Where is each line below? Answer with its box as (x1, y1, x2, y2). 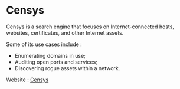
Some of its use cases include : (6, 41, 83, 48)
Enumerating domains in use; (14, 52, 86, 59)
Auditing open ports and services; (14, 58, 97, 65)
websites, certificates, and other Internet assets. (6, 29, 124, 36)
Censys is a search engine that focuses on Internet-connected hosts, (6, 23, 174, 30)
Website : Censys (6, 76, 49, 83)
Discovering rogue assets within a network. (14, 64, 120, 71)
